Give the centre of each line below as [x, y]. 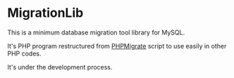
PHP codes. [24, 53]
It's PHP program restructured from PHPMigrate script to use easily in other [117, 46]
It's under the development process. [60, 67]
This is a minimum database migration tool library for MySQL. [96, 32]
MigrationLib [45, 13]
